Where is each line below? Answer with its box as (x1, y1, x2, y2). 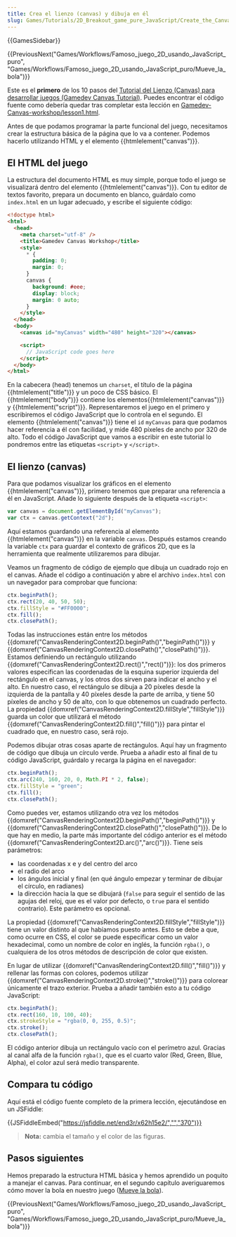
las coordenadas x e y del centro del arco (17, 859, 138, 868)
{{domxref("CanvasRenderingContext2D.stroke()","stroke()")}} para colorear (7, 976, 228, 984)
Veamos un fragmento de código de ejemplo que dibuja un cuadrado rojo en (7, 563, 228, 571)
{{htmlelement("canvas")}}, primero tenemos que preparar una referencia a (7, 487, 226, 495)
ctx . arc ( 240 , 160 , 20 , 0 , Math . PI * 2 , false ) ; (7, 776, 150, 783)
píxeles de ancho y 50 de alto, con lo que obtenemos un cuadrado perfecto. (7, 698, 228, 706)
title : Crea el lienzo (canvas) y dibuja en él (7, 10, 150, 18)
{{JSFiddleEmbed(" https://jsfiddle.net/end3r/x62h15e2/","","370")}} (7, 1118, 202, 1127)
